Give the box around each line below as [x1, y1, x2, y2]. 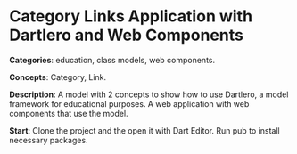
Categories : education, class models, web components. [9, 54, 216, 65]
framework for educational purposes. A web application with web [9, 98, 250, 109]
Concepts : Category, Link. [9, 71, 107, 82]
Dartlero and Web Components [9, 25, 243, 45]
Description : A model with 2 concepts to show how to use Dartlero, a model [9, 89, 289, 100]
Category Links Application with [9, 6, 252, 27]
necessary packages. [9, 134, 88, 145]
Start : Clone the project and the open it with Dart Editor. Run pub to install [9, 125, 280, 135]
